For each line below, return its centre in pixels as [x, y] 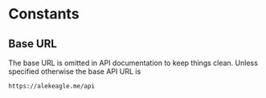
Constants [44, 14]
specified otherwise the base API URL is [75, 71]
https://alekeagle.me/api [51, 86]
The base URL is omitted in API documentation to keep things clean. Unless [133, 63]
